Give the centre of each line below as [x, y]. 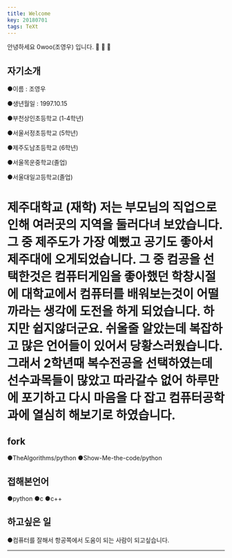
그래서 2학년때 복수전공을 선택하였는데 [110, 363]
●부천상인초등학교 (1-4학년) [46, 118]
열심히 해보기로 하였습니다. [104, 415]
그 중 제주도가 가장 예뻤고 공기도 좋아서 [110, 242]
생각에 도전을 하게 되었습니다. [122, 312]
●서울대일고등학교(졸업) [40, 177]
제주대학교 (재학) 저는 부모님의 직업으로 [112, 208]
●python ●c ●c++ [35, 498]
